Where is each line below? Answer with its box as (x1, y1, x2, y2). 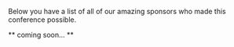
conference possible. (8, 15, 77, 24)
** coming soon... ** (8, 31, 75, 39)
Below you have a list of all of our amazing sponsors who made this (8, 7, 226, 16)
